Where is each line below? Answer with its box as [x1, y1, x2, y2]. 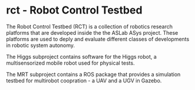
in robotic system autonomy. [6, 42, 75, 49]
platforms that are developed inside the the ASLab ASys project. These [6, 29, 179, 36]
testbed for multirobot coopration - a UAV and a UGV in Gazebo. [6, 77, 162, 84]
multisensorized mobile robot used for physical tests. [6, 59, 135, 66]
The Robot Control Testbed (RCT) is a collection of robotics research [6, 23, 173, 30]
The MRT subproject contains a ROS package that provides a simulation [6, 71, 181, 78]
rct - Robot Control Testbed [6, 4, 143, 17]
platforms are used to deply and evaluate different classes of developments [6, 35, 190, 42]
